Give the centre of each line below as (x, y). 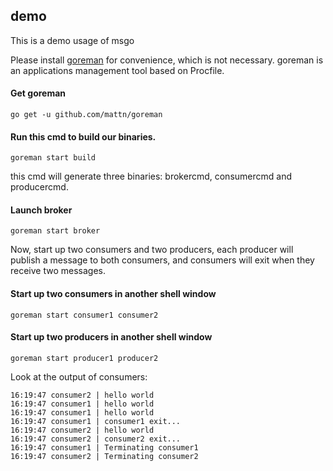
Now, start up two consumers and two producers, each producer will (152, 250)
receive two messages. (58, 271)
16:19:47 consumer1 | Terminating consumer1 (104, 447)
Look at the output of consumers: (79, 376)
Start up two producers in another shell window (111, 337)
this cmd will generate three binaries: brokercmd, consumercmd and (151, 176)
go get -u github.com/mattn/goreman (86, 115)
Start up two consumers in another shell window (113, 294)
